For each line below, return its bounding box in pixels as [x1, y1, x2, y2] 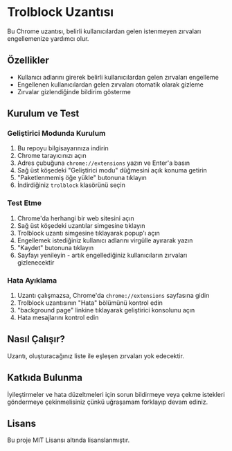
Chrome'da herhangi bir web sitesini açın [17, 214, 134, 222]
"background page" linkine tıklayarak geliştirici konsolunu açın [17, 306, 195, 315]
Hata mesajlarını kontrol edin [17, 313, 99, 322]
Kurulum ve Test [7, 108, 80, 120]
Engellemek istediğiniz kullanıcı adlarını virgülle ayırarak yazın [17, 236, 193, 245]
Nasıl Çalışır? [7, 333, 66, 345]
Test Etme [7, 198, 42, 208]
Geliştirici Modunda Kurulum [7, 129, 106, 139]
